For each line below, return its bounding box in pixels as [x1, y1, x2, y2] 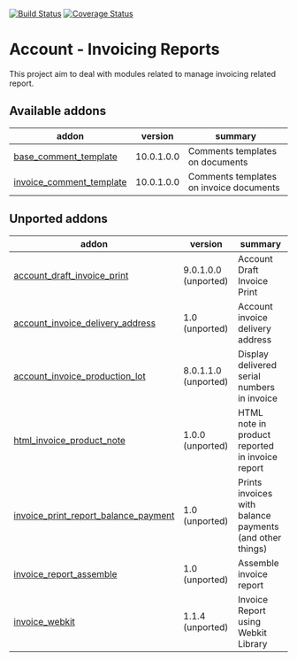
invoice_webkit [13, 615, 75, 627]
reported [237, 439, 274, 451]
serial [237, 370, 261, 382]
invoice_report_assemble [13, 567, 118, 580]
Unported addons [9, 211, 109, 227]
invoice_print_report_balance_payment [13, 509, 175, 521]
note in [237, 417, 267, 429]
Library [237, 637, 268, 649]
